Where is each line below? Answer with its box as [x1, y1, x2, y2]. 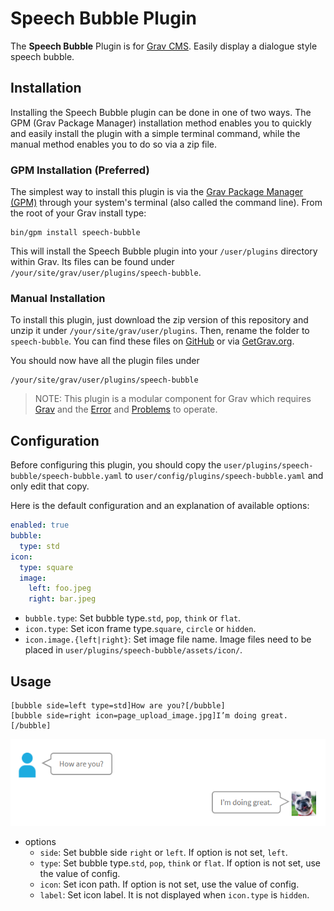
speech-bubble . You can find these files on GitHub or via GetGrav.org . [10, 335, 295, 347]
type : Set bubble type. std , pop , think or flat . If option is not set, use [39, 857, 321, 869]
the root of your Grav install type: [10, 207, 147, 219]
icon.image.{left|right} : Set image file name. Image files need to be [24, 633, 312, 646]
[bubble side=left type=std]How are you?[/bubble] [10, 700, 226, 711]
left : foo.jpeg [28, 583, 92, 594]
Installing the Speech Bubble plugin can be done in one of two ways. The [10, 106, 312, 118]
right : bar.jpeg [28, 594, 97, 604]
